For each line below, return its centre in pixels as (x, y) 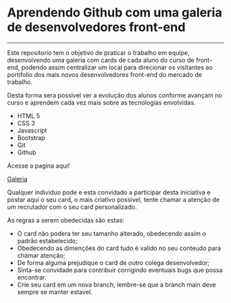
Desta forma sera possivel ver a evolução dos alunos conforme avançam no (115, 95)
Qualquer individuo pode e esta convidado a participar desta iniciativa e (109, 192)
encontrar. (32, 277)
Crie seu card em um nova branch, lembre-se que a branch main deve (117, 284)
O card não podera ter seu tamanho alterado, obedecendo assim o (111, 233)
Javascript (32, 130)
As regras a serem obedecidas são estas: (66, 220)
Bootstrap (31, 137)
